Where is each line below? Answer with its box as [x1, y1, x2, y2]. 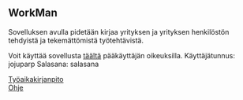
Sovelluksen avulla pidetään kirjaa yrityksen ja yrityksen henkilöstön [8, 27, 230, 36]
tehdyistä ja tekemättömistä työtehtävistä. [8, 35, 144, 45]
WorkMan [8, 6, 58, 20]
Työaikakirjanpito [8, 74, 64, 83]
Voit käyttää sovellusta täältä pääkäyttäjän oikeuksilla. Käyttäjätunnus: [8, 50, 235, 60]
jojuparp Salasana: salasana [8, 59, 99, 69]
